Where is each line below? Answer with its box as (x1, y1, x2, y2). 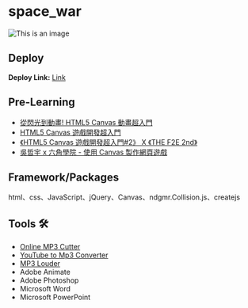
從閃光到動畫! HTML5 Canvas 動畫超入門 (19, 117, 153, 127)
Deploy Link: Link (8, 72, 66, 82)
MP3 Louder (19, 259, 61, 268)
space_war (8, 2, 82, 21)
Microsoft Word (19, 284, 71, 294)
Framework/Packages (8, 170, 120, 184)
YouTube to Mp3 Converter (19, 250, 109, 260)
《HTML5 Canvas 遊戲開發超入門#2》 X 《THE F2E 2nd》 (19, 137, 198, 146)
